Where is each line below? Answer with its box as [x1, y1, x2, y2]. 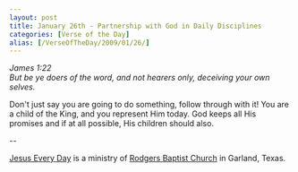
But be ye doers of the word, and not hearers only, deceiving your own [9, 73, 270, 83]
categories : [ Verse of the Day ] [9, 30, 130, 39]
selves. [9, 82, 36, 92]
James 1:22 [9, 63, 52, 73]
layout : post [9, 13, 58, 22]
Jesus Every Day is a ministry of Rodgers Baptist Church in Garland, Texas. [9, 153, 286, 164]
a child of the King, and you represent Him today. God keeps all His [9, 108, 257, 119]
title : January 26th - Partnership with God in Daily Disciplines [9, 21, 262, 30]
